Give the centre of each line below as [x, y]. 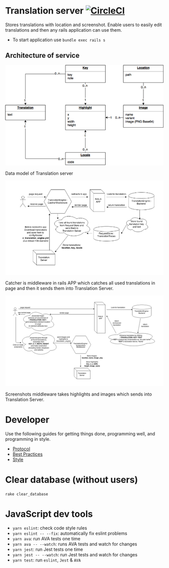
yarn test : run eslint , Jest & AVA [47, 560]
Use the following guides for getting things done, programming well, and [80, 434]
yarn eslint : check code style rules [50, 528]
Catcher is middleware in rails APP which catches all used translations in [80, 283]
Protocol [21, 449]
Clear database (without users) [72, 480]
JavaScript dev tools [49, 514]
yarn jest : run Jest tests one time [48, 549]
